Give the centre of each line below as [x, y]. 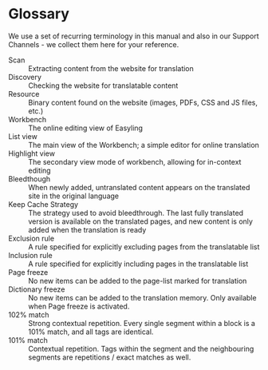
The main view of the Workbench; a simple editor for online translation [144, 145]
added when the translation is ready [87, 229]
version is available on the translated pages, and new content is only [141, 221]
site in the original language [74, 196]
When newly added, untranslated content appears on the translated [139, 187]
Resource [24, 93]
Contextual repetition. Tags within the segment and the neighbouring [141, 348]
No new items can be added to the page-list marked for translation [138, 280]
